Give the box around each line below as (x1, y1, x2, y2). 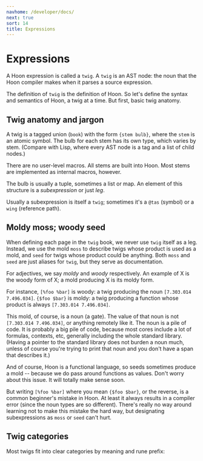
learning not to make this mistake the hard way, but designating (6, 407, 165, 414)
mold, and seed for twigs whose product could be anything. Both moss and (6, 251, 190, 258)
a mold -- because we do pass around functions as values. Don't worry (6, 369, 185, 377)
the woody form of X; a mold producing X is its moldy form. (6, 276, 155, 283)
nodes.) (6, 150, 25, 157)
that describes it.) (6, 351, 50, 359)
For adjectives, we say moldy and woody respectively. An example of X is (6, 269, 190, 277)
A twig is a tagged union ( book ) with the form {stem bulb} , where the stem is (6, 131, 195, 137)
